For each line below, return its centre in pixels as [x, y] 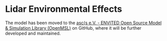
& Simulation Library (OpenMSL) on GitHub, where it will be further [73, 28]
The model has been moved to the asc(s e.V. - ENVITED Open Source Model [83, 23]
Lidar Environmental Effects [64, 9]
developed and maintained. [33, 33]
